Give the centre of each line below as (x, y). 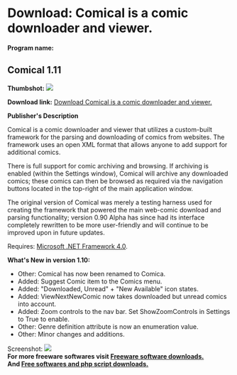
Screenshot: (25, 349)
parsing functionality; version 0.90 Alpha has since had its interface (106, 217)
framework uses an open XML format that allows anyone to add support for (117, 144)
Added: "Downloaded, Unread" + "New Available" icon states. (108, 288)
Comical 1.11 (34, 70)
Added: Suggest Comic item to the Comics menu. (90, 281)
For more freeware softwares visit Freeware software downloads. (106, 356)
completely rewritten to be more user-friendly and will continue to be (108, 224)
